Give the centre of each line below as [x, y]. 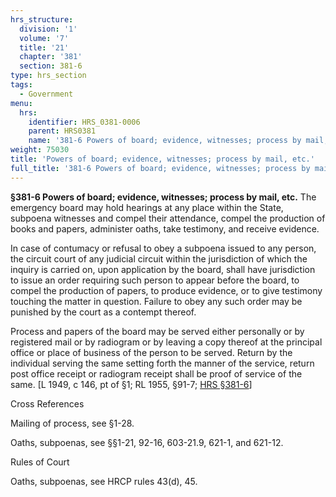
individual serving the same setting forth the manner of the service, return [162, 363]
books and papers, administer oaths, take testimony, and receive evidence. [165, 228]
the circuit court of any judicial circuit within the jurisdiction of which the [159, 258]
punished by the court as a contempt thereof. [103, 312]
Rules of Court [40, 462]
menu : [21, 103]
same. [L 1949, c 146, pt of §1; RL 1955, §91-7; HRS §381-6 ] [131, 384]
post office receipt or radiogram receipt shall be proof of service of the [156, 373]
